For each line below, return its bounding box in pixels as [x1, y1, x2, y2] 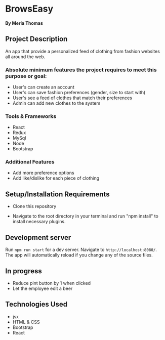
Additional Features [5, 158, 55, 165]
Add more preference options [12, 170, 74, 176]
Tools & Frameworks [5, 112, 57, 119]
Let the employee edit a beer [12, 285, 73, 291]
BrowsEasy [5, 3, 54, 15]
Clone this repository [12, 203, 57, 209]
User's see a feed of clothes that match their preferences [12, 95, 133, 101]
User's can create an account [12, 84, 74, 90]
